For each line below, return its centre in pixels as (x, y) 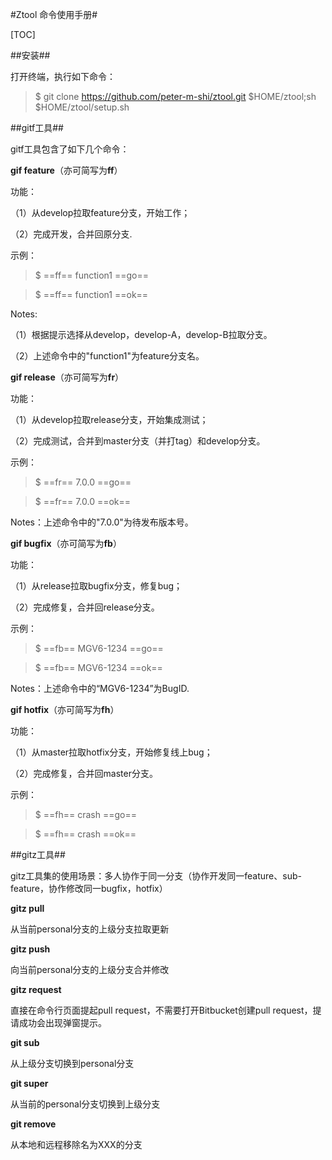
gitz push (30, 949)
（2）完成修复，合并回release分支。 (85, 607)
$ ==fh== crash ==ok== (85, 834)
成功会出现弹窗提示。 (62, 1022)
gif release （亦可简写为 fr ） (67, 377)
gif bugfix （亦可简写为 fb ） (66, 543)
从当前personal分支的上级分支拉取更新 (90, 929)
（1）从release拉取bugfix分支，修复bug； (96, 586)
